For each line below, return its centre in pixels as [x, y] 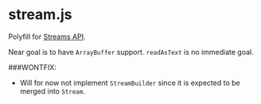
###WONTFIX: [33, 67]
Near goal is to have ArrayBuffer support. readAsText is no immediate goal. [131, 52]
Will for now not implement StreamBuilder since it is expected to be [130, 83]
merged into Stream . [52, 91]
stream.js [41, 15]
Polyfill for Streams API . [47, 37]
